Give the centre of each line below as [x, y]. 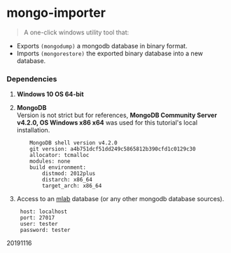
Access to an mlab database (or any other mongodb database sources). [120, 199]
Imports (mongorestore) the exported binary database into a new [110, 53]
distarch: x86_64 [67, 180]
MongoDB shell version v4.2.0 [73, 143]
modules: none [50, 162]
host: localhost [44, 212]
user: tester [39, 224]
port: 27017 [37, 218]
